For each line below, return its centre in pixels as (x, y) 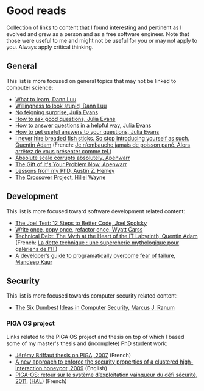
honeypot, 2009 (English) (76, 368)
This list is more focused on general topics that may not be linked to (91, 81)
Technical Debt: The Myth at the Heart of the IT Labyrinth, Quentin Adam (106, 236)
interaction (29, 368)
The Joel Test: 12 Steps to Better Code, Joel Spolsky (81, 223)
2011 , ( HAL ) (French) (41, 381)
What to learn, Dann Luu (46, 99)
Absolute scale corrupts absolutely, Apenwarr (72, 158)
